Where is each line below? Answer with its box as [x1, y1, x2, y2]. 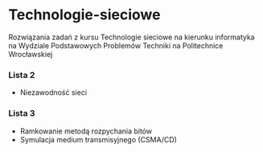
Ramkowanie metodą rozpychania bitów [19, 126, 153, 136]
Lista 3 [8, 108, 35, 119]
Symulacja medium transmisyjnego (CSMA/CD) [19, 134, 177, 144]
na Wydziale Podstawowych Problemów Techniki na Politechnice [8, 40, 224, 50]
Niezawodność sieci [19, 88, 87, 97]
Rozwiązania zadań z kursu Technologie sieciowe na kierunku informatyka [8, 32, 255, 42]
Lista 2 [8, 69, 35, 80]
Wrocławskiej [8, 49, 53, 59]
